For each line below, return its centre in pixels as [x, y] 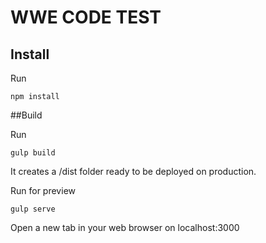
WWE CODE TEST [86, 17]
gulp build [33, 153]
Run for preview [43, 190]
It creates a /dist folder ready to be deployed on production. [133, 171]
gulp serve [33, 209]
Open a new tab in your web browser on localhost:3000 [125, 227]
